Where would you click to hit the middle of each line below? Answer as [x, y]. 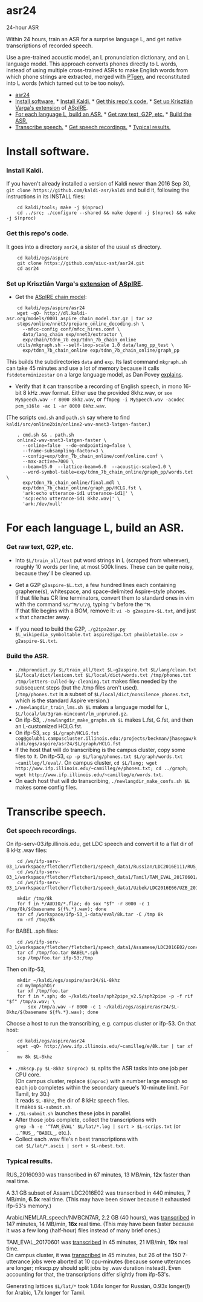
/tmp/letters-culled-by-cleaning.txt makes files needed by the [96, 681]
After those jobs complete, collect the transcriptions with [85, 1120]
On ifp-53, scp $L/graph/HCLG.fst [57, 733]
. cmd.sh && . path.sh [46, 435]
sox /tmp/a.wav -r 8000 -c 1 [65, 1007]
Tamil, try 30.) [32, 1094]
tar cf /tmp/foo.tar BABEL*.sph [58, 953]
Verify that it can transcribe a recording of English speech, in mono [98, 386]
